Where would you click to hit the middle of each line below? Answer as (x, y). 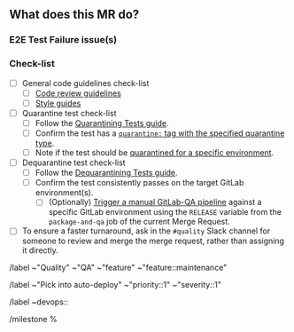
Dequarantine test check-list (73, 162)
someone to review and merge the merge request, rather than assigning (153, 241)
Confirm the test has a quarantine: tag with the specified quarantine (160, 133)
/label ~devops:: (39, 302)
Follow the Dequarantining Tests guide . (107, 173)
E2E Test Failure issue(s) (63, 40)
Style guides (58, 103)
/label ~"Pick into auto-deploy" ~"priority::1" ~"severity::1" (116, 285)
